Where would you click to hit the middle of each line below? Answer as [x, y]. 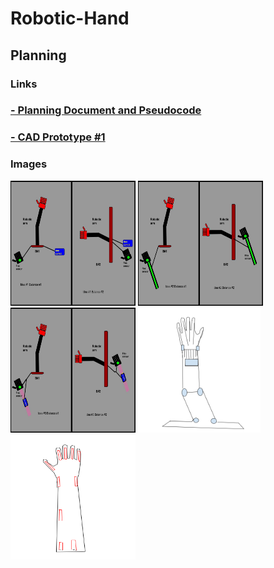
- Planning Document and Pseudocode [106, 110]
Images [29, 164]
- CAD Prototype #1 [58, 137]
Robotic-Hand [70, 18]
